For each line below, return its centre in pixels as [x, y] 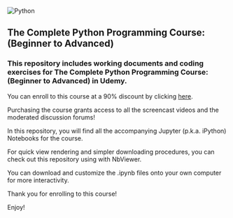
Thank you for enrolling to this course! [62, 194]
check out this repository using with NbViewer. [75, 159]
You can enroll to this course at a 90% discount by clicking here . [100, 96]
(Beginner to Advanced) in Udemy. [67, 81]
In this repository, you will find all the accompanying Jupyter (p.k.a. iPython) [117, 131]
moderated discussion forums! [51, 117]
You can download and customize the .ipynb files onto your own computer [114, 173]
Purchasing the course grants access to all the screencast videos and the [113, 110]
